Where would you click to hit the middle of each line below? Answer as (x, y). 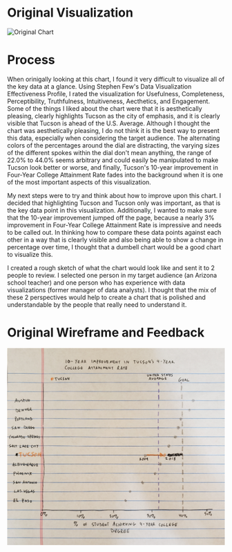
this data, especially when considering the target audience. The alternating (114, 138)
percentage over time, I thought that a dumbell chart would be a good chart (114, 247)
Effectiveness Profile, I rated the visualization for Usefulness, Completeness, (116, 94)
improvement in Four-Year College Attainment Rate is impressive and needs (115, 225)
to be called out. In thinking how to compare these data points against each (114, 232)
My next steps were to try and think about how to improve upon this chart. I (114, 195)
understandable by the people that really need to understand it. (97, 304)
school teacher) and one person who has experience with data (96, 283)
